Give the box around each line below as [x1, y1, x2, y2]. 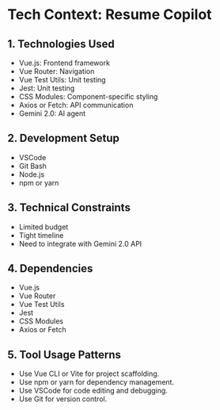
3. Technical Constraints [7, 201, 131, 215]
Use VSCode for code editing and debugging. [18, 386, 168, 396]
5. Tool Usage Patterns [7, 347, 122, 362]
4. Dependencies [7, 262, 93, 275]
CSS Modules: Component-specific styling [18, 92, 158, 101]
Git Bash [18, 161, 47, 171]
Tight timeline [18, 230, 64, 239]
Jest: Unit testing [18, 83, 75, 93]
